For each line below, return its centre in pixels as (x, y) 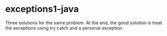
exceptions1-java (42, 9)
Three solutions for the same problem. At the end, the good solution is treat (84, 23)
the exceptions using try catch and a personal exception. (65, 28)
